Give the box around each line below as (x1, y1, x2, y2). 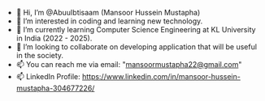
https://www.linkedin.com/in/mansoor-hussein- (81, 72, 241, 81)
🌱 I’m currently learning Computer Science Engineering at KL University (15, 25, 256, 34)
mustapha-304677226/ (15, 83, 95, 93)
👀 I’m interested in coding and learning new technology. (15, 16, 203, 26)
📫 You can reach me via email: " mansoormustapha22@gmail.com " (15, 60, 242, 69)
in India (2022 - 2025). (15, 33, 93, 43)
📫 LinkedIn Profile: (15, 72, 80, 81)
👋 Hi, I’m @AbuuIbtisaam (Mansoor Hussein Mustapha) (15, 8, 201, 17)
